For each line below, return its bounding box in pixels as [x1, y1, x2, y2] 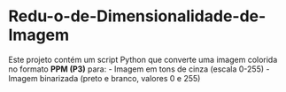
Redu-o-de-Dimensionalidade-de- [8, 6, 267, 27]
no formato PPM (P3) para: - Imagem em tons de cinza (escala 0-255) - [8, 64, 270, 74]
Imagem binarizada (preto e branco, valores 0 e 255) [8, 73, 201, 83]
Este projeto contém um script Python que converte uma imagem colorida [8, 54, 278, 65]
